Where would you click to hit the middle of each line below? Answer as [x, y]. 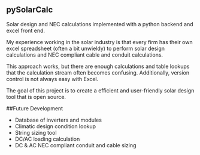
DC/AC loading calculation [47, 139]
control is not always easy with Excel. [52, 79]
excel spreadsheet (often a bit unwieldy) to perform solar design [86, 48]
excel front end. [26, 30]
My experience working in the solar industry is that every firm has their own [99, 42]
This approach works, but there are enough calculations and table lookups [98, 66]
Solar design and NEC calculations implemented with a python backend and [100, 24]
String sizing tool [36, 132]
